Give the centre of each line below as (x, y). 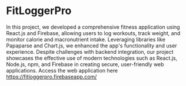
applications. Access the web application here (62, 70)
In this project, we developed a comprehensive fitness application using (93, 27)
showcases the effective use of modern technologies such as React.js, (92, 58)
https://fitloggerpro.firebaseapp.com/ (52, 77)
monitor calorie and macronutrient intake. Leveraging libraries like (86, 39)
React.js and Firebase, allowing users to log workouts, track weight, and (93, 33)
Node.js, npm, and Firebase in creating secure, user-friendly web (85, 64)
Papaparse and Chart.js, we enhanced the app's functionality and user (92, 46)
